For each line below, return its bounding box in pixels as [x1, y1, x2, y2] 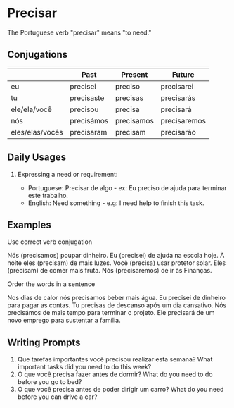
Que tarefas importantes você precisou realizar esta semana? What [17, 355, 213, 364]
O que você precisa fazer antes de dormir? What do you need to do [17, 370, 213, 378]
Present [121, 69, 148, 79]
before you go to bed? [17, 378, 82, 386]
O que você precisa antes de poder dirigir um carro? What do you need [17, 385, 224, 394]
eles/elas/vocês [11, 127, 63, 137]
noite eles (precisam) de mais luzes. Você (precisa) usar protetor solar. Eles [7, 259, 226, 267]
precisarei [160, 81, 194, 91]
